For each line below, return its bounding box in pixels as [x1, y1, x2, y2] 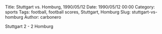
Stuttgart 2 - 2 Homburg [5, 23, 54, 29]
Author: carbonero [24, 14, 62, 20]
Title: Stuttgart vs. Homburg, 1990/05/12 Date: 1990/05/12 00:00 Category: [5, 4, 155, 10]
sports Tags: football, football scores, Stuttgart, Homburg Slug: [5, 9, 131, 15]
